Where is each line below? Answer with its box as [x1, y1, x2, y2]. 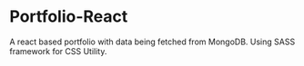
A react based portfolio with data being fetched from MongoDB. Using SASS [9, 36, 296, 47]
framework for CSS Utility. [9, 45, 107, 56]
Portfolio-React [9, 6, 128, 27]
